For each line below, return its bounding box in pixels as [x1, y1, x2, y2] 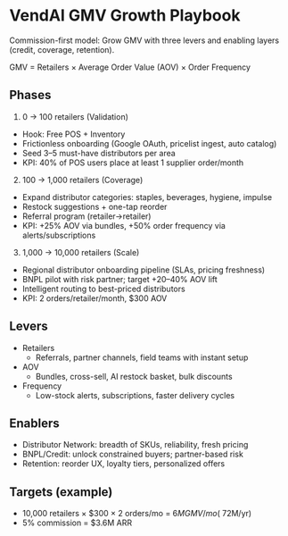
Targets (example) [9, 484, 113, 499]
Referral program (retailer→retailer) [21, 211, 152, 222]
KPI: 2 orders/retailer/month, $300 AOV [21, 292, 168, 304]
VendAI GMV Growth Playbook [9, 5, 241, 26]
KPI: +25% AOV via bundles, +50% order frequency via [21, 220, 226, 230]
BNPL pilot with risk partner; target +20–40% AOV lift [21, 273, 218, 284]
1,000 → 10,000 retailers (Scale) [21, 247, 140, 257]
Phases [9, 88, 52, 103]
